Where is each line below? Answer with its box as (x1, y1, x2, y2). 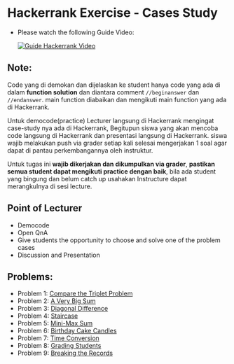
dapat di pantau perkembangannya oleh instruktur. (7, 146, 153, 155)
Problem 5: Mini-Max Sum (17, 319, 93, 328)
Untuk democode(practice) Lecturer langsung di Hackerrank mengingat (7, 116, 214, 125)
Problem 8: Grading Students (17, 342, 102, 350)
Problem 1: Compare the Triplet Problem (17, 289, 133, 298)
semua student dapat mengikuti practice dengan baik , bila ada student (7, 167, 216, 176)
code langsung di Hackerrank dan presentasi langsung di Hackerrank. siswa (7, 131, 228, 139)
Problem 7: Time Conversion (17, 334, 99, 342)
